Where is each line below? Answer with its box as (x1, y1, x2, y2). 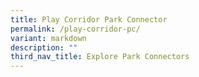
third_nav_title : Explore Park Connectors (10, 52, 190, 62)
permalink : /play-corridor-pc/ (10, 24, 141, 34)
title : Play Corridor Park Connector (10, 14, 168, 25)
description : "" (10, 42, 78, 53)
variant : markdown (10, 33, 87, 43)
